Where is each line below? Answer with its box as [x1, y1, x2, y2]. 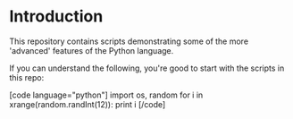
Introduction [9, 6, 104, 27]
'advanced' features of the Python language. [9, 45, 174, 55]
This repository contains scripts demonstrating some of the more [9, 36, 248, 47]
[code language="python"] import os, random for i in [9, 89, 204, 100]
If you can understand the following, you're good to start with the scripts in [9, 63, 285, 73]
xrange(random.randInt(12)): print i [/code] [9, 98, 166, 109]
